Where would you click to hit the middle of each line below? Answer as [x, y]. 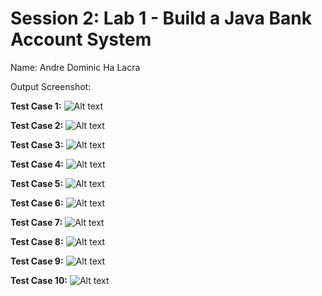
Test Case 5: [37, 183]
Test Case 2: [37, 125]
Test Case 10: [39, 280]
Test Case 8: [37, 241]
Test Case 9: [37, 261]
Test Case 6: [37, 203]
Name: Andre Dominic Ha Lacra [75, 67]
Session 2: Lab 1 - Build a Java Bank [161, 18]
